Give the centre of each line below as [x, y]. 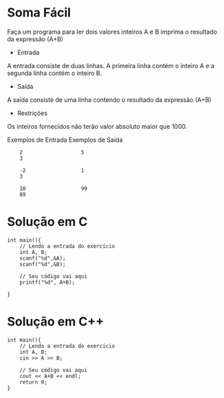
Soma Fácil [39, 13]
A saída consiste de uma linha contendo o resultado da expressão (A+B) [109, 99]
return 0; [34, 382]
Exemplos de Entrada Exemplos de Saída [65, 140]
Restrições [32, 113]
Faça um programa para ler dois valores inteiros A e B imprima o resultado [112, 32]
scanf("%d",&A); [43, 258]
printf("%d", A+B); [47, 282]
